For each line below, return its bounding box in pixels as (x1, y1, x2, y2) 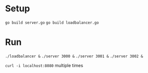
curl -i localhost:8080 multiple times (5, 62, 84, 68)
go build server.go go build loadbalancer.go (5, 20, 99, 25)
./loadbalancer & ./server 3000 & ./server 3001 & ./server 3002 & (5, 54, 144, 59)
